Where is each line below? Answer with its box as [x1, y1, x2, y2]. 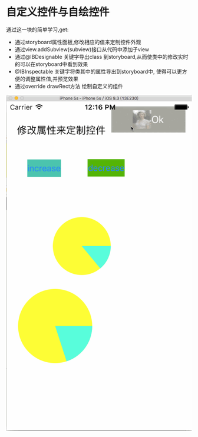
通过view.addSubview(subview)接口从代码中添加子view [14, 45, 150, 53]
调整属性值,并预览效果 [25, 75, 78, 82]
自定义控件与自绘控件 [6, 5, 110, 19]
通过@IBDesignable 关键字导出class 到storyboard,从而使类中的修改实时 [14, 53, 189, 60]
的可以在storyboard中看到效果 [14, 60, 88, 68]
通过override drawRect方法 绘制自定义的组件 [14, 82, 124, 90]
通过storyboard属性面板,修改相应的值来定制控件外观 [14, 38, 141, 45]
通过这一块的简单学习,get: [6, 26, 69, 33]
